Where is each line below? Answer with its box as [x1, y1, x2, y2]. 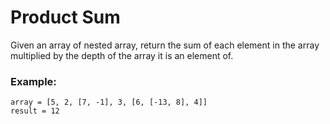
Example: [10, 74, 57, 88]
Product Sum [10, 6, 121, 29]
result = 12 [10, 106, 60, 116]
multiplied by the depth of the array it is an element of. [10, 49, 234, 61]
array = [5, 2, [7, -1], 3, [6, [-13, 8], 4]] [10, 97, 208, 108]
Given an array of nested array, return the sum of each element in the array [10, 39, 320, 51]
